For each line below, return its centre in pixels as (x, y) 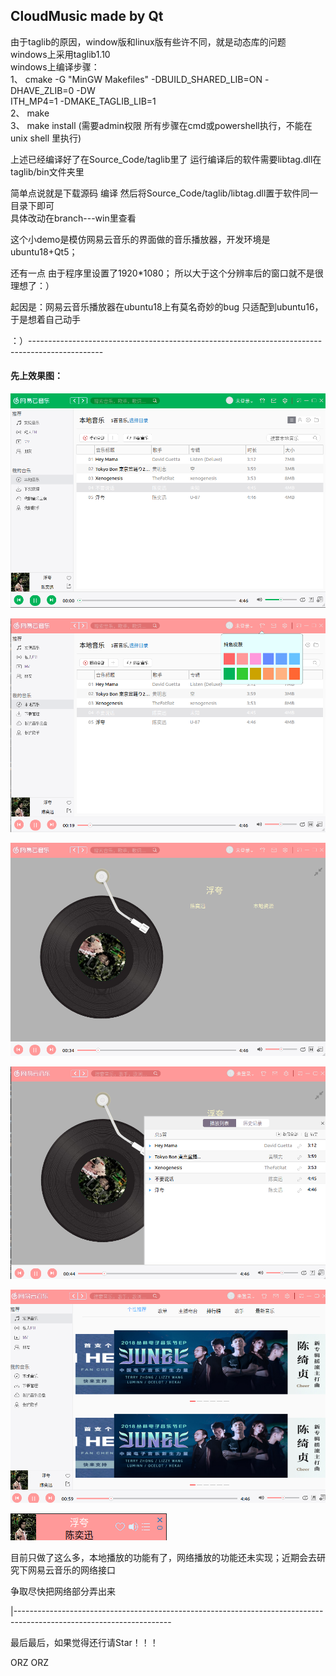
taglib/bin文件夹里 (47, 171)
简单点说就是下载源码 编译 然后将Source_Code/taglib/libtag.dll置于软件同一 (164, 193)
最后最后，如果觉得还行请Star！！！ (84, 1643)
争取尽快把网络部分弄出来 (63, 1591)
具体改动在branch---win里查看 (73, 218)
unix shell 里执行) (46, 138)
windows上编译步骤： (55, 66)
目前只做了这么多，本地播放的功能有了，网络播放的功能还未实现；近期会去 (163, 1558)
